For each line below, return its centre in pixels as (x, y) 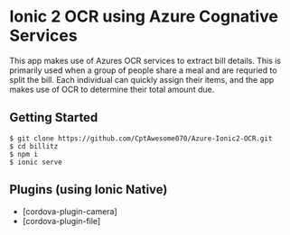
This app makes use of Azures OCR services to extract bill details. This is (145, 60)
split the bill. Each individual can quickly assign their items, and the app (142, 79)
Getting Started (54, 117)
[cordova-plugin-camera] (70, 211)
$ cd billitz (34, 146)
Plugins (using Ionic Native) (89, 190)
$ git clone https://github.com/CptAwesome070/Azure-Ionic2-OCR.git (141, 138)
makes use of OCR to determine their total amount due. (112, 89)
